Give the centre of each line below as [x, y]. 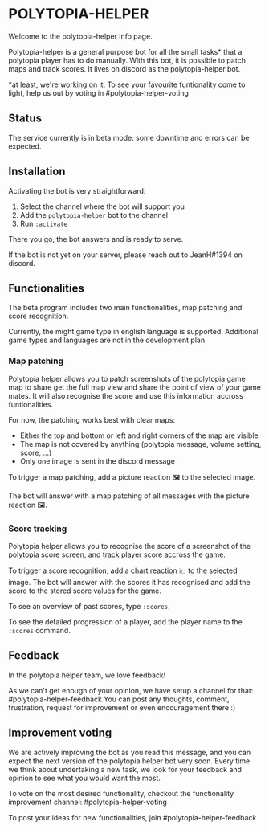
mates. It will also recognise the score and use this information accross [126, 395]
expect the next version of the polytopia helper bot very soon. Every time [129, 761]
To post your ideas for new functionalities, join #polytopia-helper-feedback [132, 817]
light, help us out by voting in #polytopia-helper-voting [98, 92]
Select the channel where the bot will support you [102, 206]
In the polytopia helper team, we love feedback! [87, 675]
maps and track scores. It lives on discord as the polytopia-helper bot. [124, 68]
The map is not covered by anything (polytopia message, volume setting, [141, 444]
